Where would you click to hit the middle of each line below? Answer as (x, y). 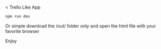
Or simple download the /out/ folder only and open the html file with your (81, 26)
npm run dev (18, 16)
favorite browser (22, 31)
